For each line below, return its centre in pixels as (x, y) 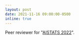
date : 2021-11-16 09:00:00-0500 (38, 14)
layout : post (18, 10)
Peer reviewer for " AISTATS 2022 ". (40, 33)
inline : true (18, 19)
